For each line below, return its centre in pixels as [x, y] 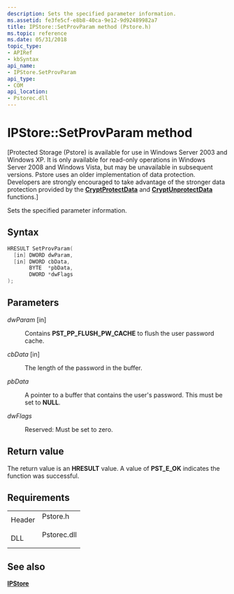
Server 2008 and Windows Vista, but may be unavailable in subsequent [110, 167]
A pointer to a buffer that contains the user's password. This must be [124, 395]
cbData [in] [24, 354]
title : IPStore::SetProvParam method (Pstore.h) [79, 27]
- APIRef [20, 53]
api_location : [28, 92]
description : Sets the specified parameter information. [92, 14]
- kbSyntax [23, 59]
